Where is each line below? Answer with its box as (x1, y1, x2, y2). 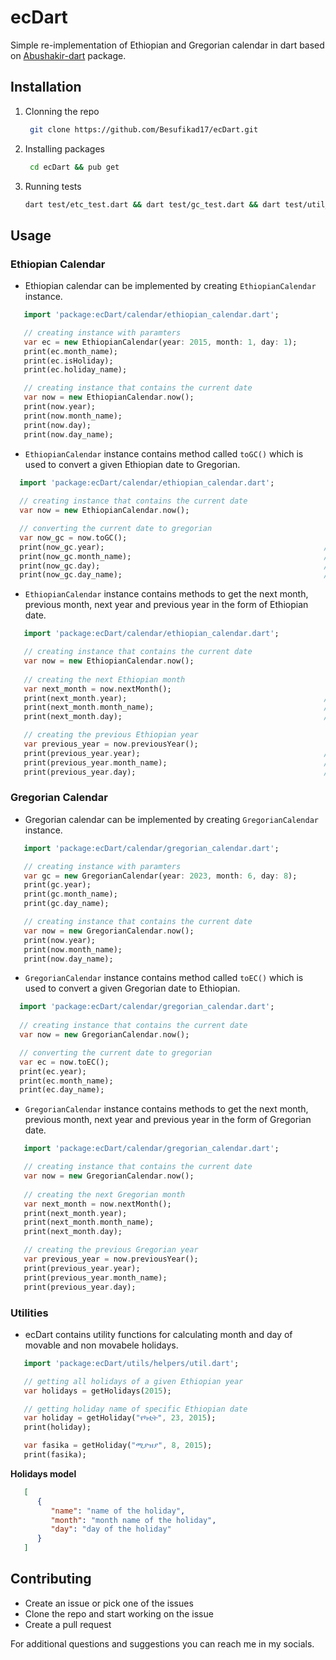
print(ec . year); (19, 1066, 87, 1076)
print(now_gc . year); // (19, 542, 333, 552)
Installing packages (24, 142, 105, 155)
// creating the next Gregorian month (23, 1189, 186, 1200)
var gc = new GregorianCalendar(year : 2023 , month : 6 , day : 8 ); (23, 871, 298, 881)
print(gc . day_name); (23, 899, 110, 909)
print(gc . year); (23, 880, 92, 890)
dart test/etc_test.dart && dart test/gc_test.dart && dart (24, 199, 281, 210)
